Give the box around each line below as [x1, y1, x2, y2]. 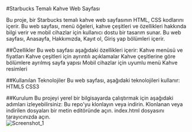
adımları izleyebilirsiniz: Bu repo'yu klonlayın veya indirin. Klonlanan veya [6, 101, 183, 108]
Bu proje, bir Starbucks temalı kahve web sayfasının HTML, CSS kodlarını [6, 16, 184, 23]
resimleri [6, 65, 28, 72]
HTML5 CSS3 [6, 83, 40, 90]
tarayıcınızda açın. [6, 113, 51, 120]
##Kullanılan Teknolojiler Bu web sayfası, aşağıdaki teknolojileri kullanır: [6, 77, 180, 84]
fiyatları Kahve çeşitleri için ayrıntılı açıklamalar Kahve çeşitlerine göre [6, 53, 176, 60]
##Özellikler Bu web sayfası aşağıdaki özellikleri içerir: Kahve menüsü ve [6, 47, 183, 54]
